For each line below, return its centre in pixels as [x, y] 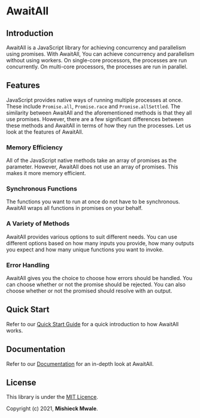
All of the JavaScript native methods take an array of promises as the [91, 161]
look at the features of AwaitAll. [45, 132]
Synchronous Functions [42, 189]
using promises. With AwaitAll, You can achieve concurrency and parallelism [100, 54]
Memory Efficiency [34, 147]
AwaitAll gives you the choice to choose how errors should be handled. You [99, 278]
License [21, 383]
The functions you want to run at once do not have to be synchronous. [93, 202]
